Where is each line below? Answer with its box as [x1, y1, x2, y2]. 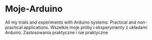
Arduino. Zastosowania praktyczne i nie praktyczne [5, 29, 108, 35]
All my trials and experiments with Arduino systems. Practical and [5, 19, 136, 25]
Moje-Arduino [5, 3, 63, 14]
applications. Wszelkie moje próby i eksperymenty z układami [23, 24, 148, 30]
